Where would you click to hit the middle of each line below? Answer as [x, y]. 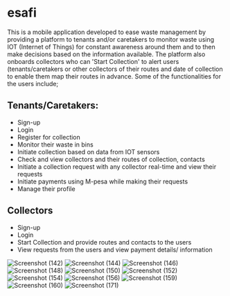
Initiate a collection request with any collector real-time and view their [117, 166]
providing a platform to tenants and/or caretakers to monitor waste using [111, 39]
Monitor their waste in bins [55, 145]
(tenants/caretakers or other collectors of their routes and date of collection [115, 69]
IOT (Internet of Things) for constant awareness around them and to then [112, 47]
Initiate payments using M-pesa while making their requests [103, 181]
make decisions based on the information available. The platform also [106, 54]
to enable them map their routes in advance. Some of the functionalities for [114, 76]
